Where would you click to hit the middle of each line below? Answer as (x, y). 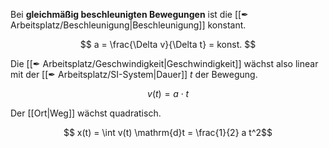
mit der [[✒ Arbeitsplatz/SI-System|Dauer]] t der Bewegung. (134, 74)
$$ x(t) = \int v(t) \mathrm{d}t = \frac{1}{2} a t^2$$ (168, 132)
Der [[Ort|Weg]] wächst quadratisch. (86, 113)
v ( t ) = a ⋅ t (168, 93)
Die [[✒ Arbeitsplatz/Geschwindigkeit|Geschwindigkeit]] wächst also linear (164, 63)
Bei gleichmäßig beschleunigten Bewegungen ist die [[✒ (129, 14)
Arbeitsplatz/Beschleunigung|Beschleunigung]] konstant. (128, 25)
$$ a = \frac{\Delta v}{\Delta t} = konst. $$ (168, 44)
